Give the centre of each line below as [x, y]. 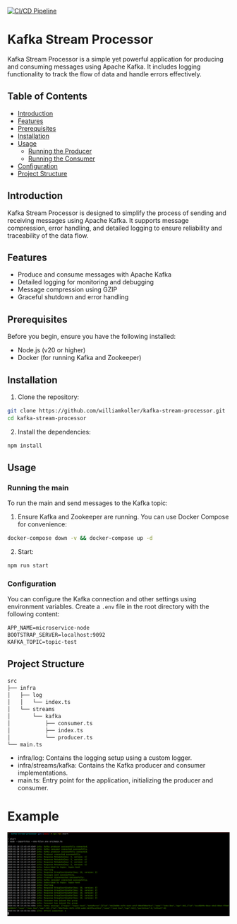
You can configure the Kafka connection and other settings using [102, 599]
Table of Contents [48, 97]
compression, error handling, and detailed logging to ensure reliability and [115, 228]
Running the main [38, 487]
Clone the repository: [48, 397]
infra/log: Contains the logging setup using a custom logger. [105, 758]
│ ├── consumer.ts [50, 724]
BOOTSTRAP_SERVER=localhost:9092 [56, 635]
